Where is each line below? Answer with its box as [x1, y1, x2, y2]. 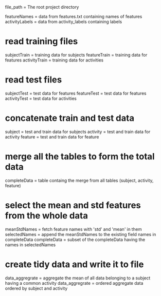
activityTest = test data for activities [5, 95, 77, 101]
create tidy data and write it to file [5, 258, 144, 270]
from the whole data [5, 210, 89, 221]
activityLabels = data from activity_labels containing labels [5, 19, 123, 24]
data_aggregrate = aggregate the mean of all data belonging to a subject [5, 275, 151, 281]
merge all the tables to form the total [5, 151, 155, 162]
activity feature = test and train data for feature [5, 134, 99, 139]
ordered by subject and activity [5, 285, 68, 291]
